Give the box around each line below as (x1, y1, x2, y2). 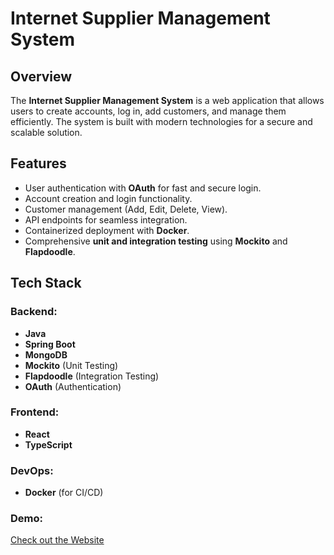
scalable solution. (10, 127, 83, 138)
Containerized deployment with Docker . (24, 224, 190, 236)
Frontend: (10, 405, 60, 419)
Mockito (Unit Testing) (24, 359, 119, 371)
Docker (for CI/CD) (24, 487, 104, 499)
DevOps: (10, 463, 54, 477)
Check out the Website (10, 534, 105, 546)
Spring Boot (24, 338, 76, 350)
